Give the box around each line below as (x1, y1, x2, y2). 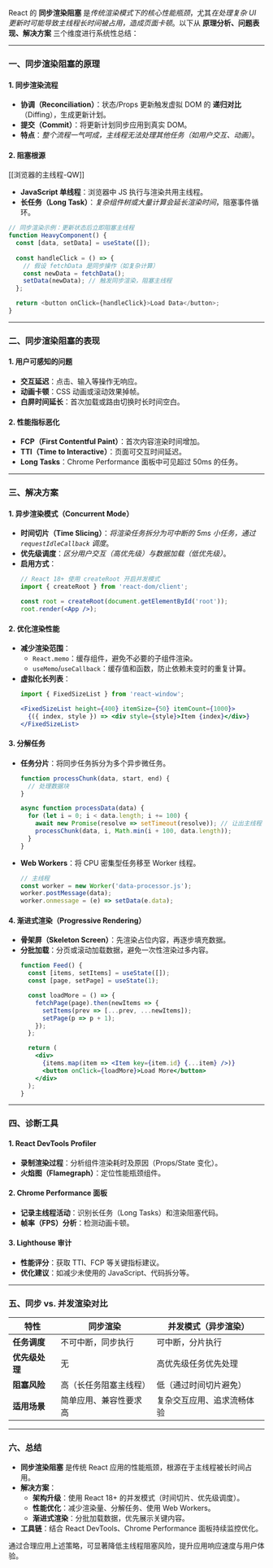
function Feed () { (19, 961, 83, 970)
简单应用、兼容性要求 (60, 1395, 142, 1406)
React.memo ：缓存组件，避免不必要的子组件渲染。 (32, 653, 197, 663)
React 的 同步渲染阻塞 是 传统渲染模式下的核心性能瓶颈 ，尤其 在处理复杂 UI (8, 8, 257, 17)
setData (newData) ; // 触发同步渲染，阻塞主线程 (23, 277, 172, 285)
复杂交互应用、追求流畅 (156, 1395, 246, 1406)
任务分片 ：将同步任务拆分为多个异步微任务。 (19, 758, 171, 768)
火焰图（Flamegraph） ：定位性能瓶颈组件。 (19, 1168, 166, 1178)
